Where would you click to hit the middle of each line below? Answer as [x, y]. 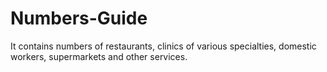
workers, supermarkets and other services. [99, 56]
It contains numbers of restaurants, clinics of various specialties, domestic [163, 46]
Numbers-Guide [79, 18]
